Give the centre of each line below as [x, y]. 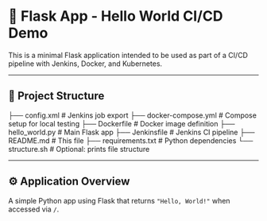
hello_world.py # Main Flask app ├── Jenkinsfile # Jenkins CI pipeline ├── [132, 132]
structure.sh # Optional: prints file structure [79, 149]
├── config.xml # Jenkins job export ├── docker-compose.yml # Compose [132, 115]
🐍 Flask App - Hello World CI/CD [116, 16]
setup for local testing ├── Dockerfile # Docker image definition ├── [122, 123]
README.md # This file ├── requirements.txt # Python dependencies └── [131, 140]
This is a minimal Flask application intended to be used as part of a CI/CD [128, 55]
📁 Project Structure [56, 96]
